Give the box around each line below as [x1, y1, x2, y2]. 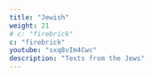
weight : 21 [9, 21, 50, 30]
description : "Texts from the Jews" [9, 54, 145, 63]
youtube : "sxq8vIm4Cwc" [9, 46, 98, 55]
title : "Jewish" [9, 12, 69, 22]
